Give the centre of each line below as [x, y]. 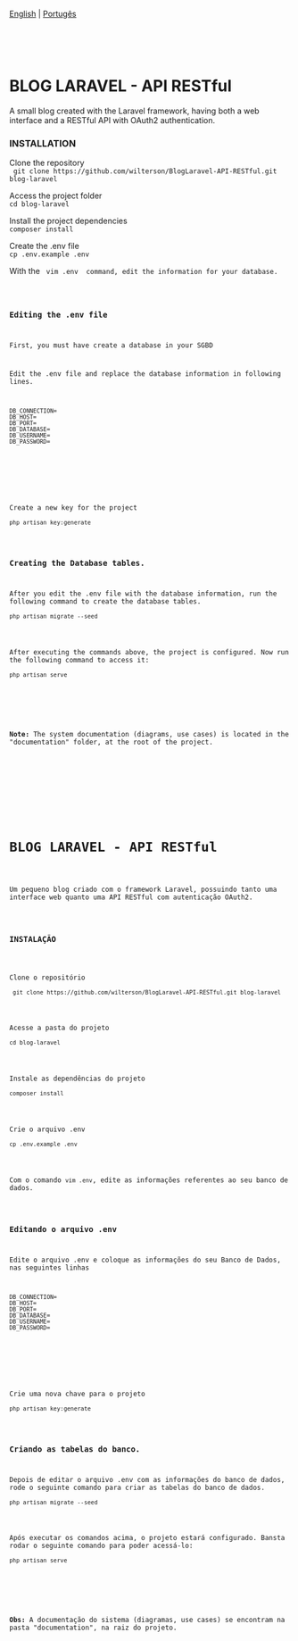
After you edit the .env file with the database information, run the [143, 594]
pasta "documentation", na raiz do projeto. [93, 1628]
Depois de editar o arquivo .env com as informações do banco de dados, [147, 1479]
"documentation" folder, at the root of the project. [112, 742]
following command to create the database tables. [105, 602]
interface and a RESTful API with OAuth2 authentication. [112, 120]
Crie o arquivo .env [48, 1129]
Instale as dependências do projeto [77, 1079]
